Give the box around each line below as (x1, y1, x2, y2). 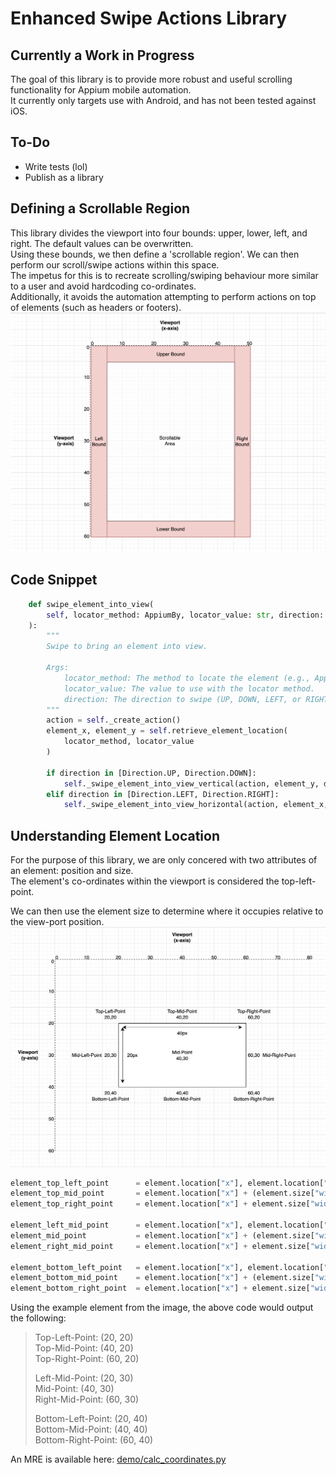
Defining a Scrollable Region (10, 200, 191, 217)
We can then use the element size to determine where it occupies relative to (10, 905, 324, 917)
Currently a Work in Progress (10, 47, 195, 64)
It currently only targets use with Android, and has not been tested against (10, 95, 317, 106)
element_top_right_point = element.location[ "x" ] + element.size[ (10, 1199, 311, 1209)
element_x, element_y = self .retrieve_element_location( (46, 726, 288, 736)
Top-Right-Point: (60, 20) (34, 1353, 140, 1365)
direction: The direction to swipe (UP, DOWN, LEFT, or (63, 694, 302, 704)
